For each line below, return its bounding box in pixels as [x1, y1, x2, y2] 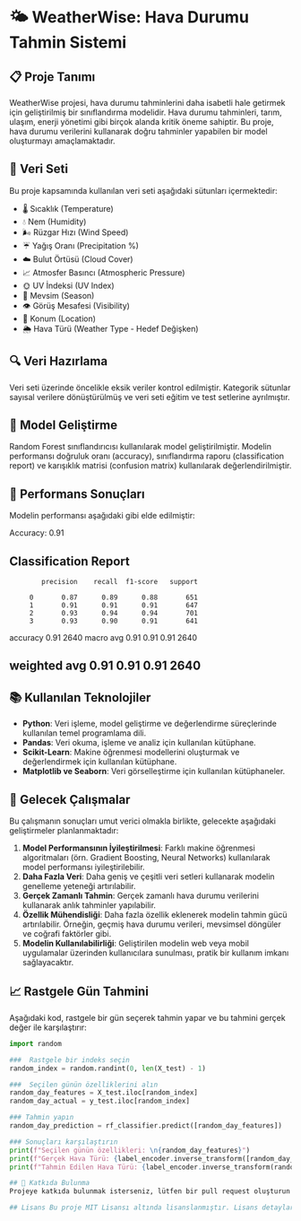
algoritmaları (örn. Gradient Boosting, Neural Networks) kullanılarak [21, 852, 271, 863]
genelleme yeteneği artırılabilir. [21, 881, 136, 892]
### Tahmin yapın [9, 1113, 74, 1122]
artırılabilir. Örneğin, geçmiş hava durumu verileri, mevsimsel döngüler [21, 919, 282, 929]
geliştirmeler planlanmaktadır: [9, 825, 119, 836]
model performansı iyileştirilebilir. [21, 862, 145, 873]
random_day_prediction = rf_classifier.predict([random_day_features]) [9, 1121, 282, 1130]
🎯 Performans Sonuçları [9, 486, 145, 501]
